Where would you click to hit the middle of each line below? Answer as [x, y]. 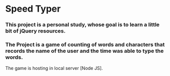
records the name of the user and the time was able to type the [84, 51]
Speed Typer [33, 9]
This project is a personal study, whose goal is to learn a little [82, 25]
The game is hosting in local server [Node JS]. [54, 68]
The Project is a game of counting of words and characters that [85, 45]
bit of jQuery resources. [35, 31]
